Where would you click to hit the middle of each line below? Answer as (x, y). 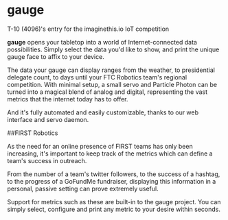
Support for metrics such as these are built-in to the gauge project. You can (114, 201)
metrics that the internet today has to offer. (68, 99)
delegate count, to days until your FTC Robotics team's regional (97, 77)
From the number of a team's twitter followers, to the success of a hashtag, (114, 174)
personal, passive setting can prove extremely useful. (83, 188)
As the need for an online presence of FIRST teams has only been (100, 146)
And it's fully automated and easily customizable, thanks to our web (103, 112)
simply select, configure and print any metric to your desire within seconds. (114, 209)
